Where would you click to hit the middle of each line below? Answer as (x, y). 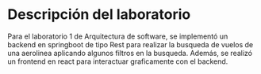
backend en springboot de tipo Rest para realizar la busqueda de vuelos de (130, 44)
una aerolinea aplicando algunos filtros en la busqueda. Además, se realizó (130, 53)
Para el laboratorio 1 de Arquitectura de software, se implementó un (118, 36)
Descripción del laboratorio (99, 15)
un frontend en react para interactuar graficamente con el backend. (118, 61)
